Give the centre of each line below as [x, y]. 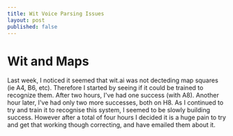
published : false [32, 27]
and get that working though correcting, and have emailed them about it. [112, 125]
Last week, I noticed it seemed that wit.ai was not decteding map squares [113, 80]
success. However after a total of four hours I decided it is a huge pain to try [117, 118]
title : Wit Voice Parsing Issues [56, 14]
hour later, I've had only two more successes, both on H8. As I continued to [115, 103]
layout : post [26, 20]
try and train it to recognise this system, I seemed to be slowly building [109, 110]
